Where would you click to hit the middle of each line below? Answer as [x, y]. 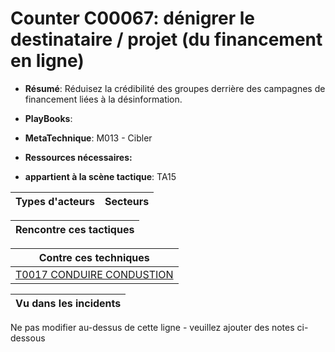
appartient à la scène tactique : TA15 [100, 176]
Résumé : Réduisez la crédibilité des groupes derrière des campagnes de [175, 88]
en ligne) [47, 61]
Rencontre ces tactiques [75, 229]
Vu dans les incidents [68, 303]
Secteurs [127, 201]
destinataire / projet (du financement [166, 39]
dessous [28, 338]
